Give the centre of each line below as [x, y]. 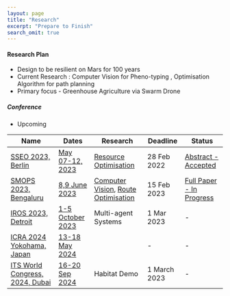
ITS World [26, 265]
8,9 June [73, 185]
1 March [161, 269]
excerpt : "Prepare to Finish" [50, 26]
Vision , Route [115, 189]
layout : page [26, 13]
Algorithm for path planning [56, 84]
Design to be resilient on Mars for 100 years [78, 70]
